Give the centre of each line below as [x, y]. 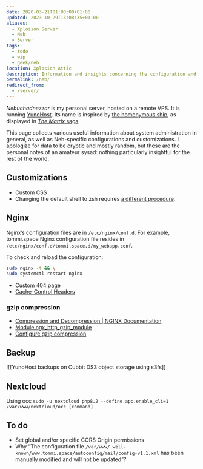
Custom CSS [31, 192]
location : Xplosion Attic [39, 68]
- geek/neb [25, 62]
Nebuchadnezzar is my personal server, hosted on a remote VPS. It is [93, 108]
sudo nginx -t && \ [31, 268]
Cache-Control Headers [45, 292]
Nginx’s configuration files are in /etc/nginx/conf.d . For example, [88, 232]
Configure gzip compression [51, 334]
